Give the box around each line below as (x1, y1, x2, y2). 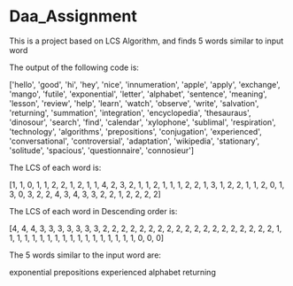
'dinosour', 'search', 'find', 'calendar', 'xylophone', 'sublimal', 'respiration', (9, 117, 276, 128)
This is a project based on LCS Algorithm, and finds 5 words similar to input (9, 35, 284, 46)
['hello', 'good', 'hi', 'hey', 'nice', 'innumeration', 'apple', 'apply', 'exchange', (9, 79, 281, 89)
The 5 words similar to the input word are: (9, 250, 162, 260)
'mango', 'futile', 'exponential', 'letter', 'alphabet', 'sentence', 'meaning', (9, 89, 267, 99)
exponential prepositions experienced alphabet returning (9, 267, 217, 277)
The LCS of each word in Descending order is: (9, 205, 178, 216)
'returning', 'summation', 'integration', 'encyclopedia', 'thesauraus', (9, 107, 251, 118)
